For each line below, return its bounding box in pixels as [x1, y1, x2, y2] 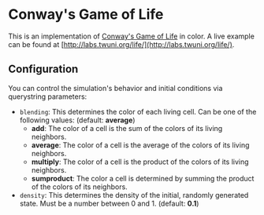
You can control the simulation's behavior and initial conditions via [8, 83, 223, 93]
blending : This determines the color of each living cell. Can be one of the [19, 107, 257, 116]
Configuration [8, 63, 79, 76]
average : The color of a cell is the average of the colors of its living [31, 140, 250, 150]
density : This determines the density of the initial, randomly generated [19, 190, 249, 199]
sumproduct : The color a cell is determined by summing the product [31, 173, 255, 183]
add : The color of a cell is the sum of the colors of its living [31, 123, 223, 133]
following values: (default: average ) [19, 115, 136, 125]
